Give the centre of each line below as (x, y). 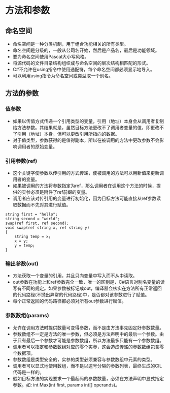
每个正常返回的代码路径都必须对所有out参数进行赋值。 (70, 301)
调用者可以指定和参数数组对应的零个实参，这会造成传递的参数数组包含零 (88, 347)
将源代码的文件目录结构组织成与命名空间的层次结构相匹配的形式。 (81, 63)
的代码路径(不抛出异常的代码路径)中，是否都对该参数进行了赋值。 (81, 295)
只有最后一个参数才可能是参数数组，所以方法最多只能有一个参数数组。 (90, 340)
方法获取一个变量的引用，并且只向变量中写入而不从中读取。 (75, 276)
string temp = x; (33, 236)
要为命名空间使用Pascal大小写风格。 (51, 57)
